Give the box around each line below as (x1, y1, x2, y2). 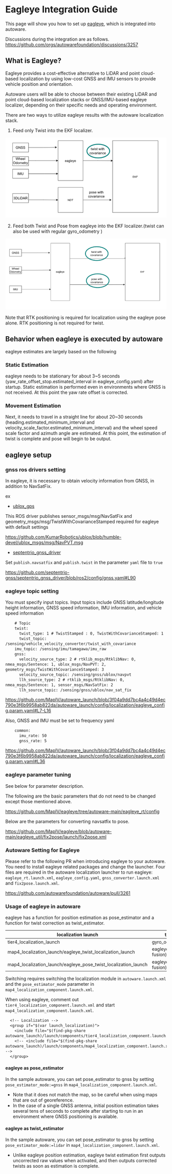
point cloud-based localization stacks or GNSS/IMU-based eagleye (5, 96, 147, 102)
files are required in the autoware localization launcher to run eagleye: (5, 869, 153, 875)
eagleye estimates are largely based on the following (5, 348, 117, 354)
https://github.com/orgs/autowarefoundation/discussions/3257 (5, 41, 138, 47)
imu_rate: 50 (18, 733, 47, 738)
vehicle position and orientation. (5, 81, 73, 87)
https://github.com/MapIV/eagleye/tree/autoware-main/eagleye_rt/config (5, 808, 160, 815)
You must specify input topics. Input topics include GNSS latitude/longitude (5, 599, 164, 605)
